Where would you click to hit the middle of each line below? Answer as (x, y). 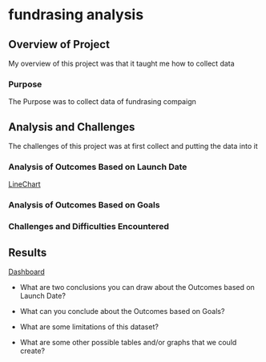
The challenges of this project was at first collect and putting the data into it (133, 147)
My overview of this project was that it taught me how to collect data (121, 63)
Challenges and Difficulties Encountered (89, 227)
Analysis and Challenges (72, 127)
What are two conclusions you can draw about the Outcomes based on (137, 288)
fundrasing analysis (76, 15)
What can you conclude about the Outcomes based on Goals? (122, 312)
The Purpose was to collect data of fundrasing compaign (102, 102)
